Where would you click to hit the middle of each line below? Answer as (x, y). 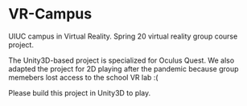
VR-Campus (50, 14)
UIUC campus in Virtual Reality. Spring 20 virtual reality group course (123, 36)
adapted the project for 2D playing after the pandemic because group (123, 68)
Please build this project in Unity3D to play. (80, 92)
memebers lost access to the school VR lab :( (83, 77)
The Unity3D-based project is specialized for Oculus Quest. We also (121, 60)
